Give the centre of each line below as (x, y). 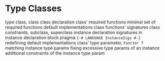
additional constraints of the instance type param (55, 53)
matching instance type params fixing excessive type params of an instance (82, 48)
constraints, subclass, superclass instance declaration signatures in (74, 32)
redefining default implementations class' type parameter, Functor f (74, 42)
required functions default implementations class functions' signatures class (82, 27)
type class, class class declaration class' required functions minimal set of (81, 22)
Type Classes (33, 9)
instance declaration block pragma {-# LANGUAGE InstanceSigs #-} (73, 38)
